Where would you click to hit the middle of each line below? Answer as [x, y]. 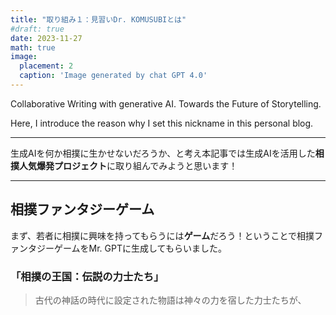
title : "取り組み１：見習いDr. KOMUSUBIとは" [98, 19]
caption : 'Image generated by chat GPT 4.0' [113, 76]
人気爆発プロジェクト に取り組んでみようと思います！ [128, 165]
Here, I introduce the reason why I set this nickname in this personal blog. [162, 123]
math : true [33, 47]
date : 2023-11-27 [46, 38]
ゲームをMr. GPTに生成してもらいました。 [140, 248]
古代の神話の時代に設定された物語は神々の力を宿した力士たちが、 [170, 300]
